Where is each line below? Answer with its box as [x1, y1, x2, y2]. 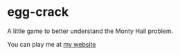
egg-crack [7, 4, 69, 20]
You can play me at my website [7, 40, 96, 48]
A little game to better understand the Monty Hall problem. [7, 27, 174, 35]
